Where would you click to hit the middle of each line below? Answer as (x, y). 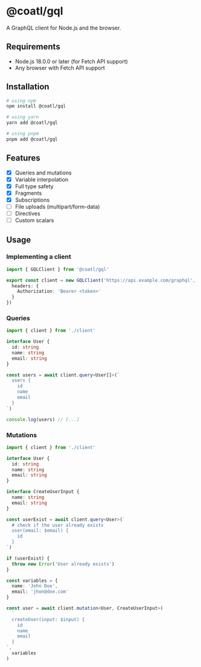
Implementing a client (39, 257)
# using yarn (23, 117)
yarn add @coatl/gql (32, 123)
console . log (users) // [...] (43, 420)
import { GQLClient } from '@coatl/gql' (58, 269)
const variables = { (32, 581)
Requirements (33, 47)
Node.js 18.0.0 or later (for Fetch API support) (72, 61)
